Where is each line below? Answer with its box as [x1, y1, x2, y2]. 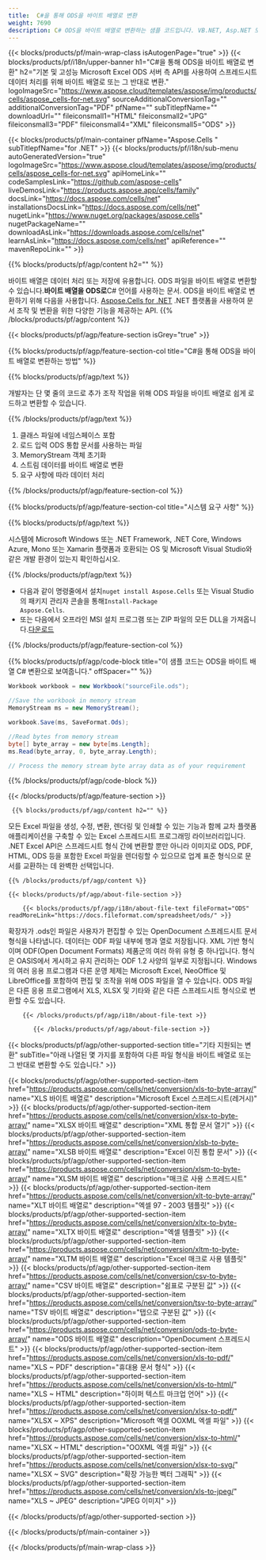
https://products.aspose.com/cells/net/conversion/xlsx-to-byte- [28, 1111, 239, 1121]
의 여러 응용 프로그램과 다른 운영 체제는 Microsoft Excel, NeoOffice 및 [8, 966, 227, 976]
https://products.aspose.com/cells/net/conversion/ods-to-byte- [28, 1325, 238, 1334]
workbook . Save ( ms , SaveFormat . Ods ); [8, 718, 129, 726]
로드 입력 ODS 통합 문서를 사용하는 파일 [19, 440, 142, 450]
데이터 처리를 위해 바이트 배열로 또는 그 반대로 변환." [8, 77, 169, 87]
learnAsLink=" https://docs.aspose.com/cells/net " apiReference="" [8, 236, 226, 245]
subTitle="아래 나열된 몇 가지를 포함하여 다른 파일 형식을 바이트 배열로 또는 [19, 1050, 252, 1060]
